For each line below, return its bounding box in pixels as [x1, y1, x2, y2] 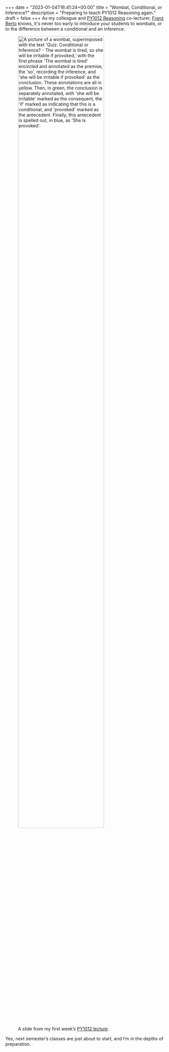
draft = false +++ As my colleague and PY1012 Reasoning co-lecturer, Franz [5, 15, 164, 21]
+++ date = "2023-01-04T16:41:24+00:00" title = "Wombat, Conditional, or [5, 5, 162, 10]
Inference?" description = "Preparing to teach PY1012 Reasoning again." [5, 10, 156, 16]
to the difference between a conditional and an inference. [5, 26, 125, 32]
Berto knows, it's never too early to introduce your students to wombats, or [5, 20, 162, 26]
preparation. [5, 1041, 31, 1047]
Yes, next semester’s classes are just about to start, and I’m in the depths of [5, 1036, 163, 1041]
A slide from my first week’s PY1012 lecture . [18, 1026, 109, 1032]
